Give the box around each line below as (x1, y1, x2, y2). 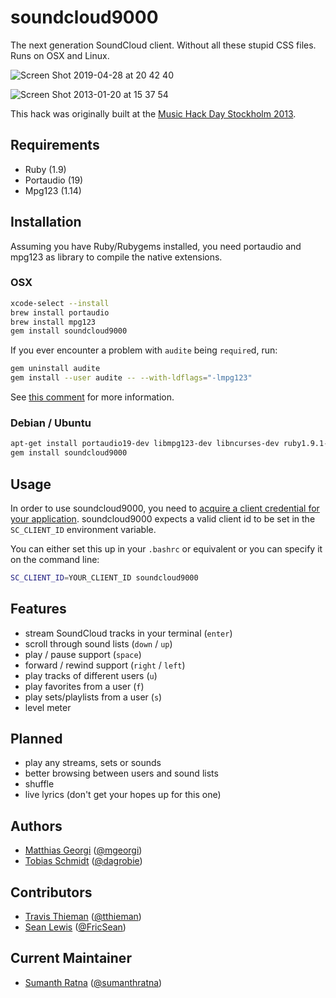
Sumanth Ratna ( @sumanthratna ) (24, 976, 163, 988)
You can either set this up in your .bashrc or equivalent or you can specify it (10, 542, 323, 555)
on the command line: (10, 553, 100, 565)
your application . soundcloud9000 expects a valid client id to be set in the (10, 512, 316, 525)
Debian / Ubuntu (10, 416, 92, 430)
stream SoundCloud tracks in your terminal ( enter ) (24, 627, 233, 639)
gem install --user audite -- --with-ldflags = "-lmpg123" (10, 373, 253, 383)
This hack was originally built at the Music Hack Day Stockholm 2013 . (10, 107, 297, 120)
